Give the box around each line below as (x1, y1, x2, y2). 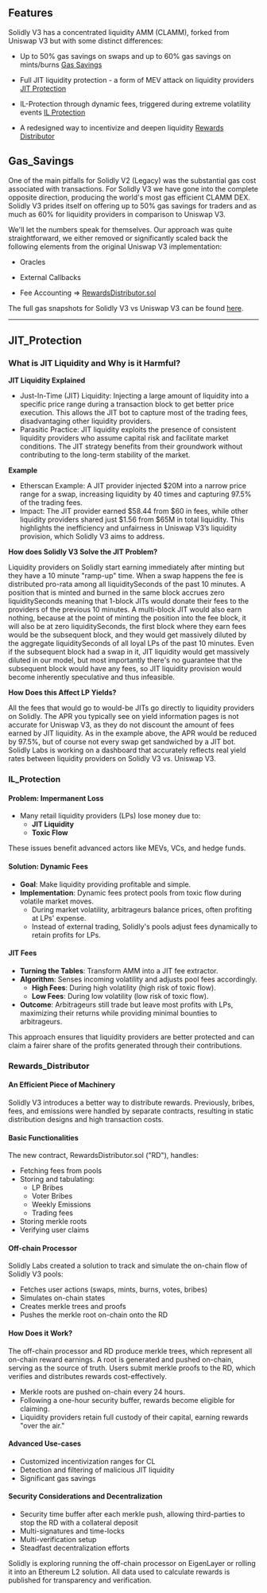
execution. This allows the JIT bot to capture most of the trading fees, (19, 408, 249, 418)
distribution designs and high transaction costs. (8, 1114, 164, 1124)
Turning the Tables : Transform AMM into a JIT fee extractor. (19, 966, 219, 975)
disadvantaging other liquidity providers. (19, 417, 153, 426)
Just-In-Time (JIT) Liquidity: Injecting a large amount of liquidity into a (19, 391, 249, 401)
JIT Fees (8, 948, 37, 958)
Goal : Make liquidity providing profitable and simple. (19, 879, 192, 889)
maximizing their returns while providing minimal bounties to (19, 1008, 218, 1017)
